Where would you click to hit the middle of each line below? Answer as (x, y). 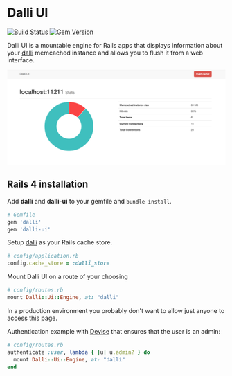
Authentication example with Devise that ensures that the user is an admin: (114, 331)
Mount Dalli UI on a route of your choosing (68, 277)
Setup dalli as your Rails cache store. (60, 242)
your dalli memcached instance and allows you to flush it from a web (105, 53)
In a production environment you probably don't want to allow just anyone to (116, 310)
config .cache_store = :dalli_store (59, 263)
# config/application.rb (43, 256)
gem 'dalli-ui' (29, 229)
